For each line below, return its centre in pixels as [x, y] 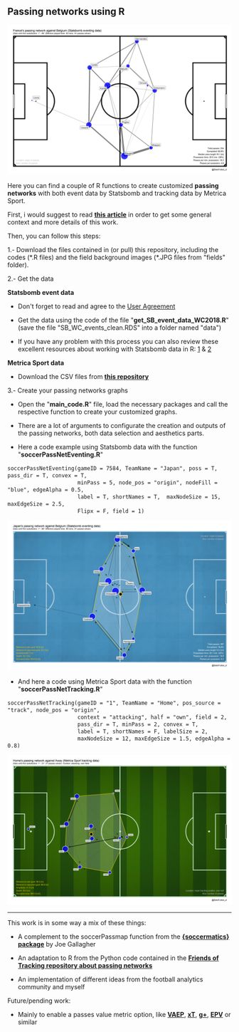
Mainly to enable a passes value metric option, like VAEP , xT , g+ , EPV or [124, 1014]
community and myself [51, 986]
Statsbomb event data [41, 293]
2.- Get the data [31, 279]
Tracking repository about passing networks [85, 965]
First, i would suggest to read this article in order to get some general [110, 215]
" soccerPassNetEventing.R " [60, 454]
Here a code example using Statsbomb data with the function [107, 447]
